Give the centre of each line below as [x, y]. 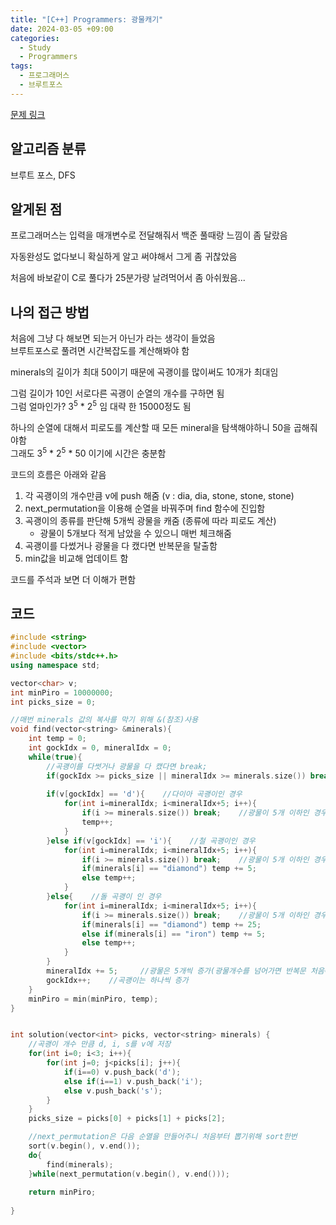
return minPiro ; [62, 1192]
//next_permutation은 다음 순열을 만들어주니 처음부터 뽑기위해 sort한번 [163, 1137]
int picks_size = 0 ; [53, 702]
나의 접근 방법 [50, 312]
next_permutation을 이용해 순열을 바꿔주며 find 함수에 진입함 [145, 508]
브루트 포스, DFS [43, 175]
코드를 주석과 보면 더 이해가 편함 [73, 579]
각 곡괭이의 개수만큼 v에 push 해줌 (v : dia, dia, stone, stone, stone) [159, 495]
